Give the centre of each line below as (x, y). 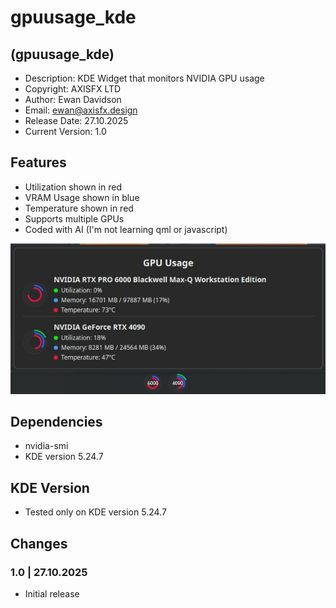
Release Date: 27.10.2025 (76, 120)
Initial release (52, 593)
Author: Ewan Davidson (73, 99)
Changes (39, 543)
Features (38, 162)
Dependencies (56, 422)
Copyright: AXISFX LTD (73, 89)
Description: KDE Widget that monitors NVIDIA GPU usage (144, 78)
